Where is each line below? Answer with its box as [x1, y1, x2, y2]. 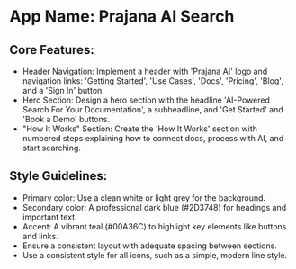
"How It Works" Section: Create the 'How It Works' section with [22, 123, 258, 134]
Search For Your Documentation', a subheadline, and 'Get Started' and [22, 104, 283, 114]
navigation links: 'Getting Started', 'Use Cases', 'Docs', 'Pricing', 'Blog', [22, 76, 283, 86]
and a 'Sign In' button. [22, 85, 105, 95]
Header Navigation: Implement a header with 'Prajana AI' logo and [22, 66, 268, 76]
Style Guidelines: [9, 168, 108, 184]
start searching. [22, 142, 81, 153]
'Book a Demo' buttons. [22, 114, 111, 124]
